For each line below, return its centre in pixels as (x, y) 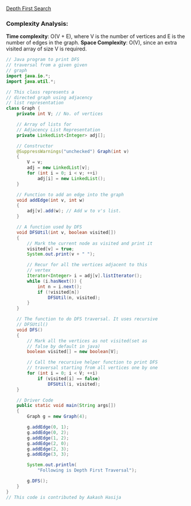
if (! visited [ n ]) (58, 292)
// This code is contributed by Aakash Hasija (64, 497)
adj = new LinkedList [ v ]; (59, 168)
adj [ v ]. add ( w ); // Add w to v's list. (74, 211)
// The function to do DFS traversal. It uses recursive (87, 319)
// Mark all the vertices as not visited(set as (87, 341)
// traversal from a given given (47, 65)
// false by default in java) (64, 346)
